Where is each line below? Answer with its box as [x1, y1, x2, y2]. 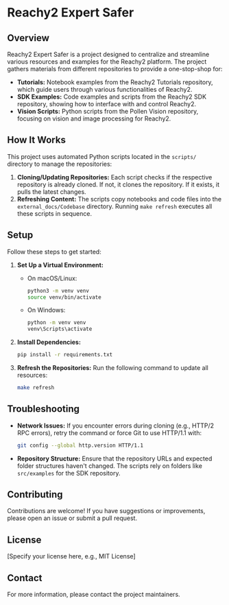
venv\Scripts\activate [27, 325, 93, 333]
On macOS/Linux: [27, 274, 77, 282]
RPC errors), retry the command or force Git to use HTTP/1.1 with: [16, 428, 202, 436]
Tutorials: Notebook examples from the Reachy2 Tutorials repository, [16, 78, 214, 86]
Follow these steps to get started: [7, 247, 101, 256]
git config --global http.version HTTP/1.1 [16, 442, 144, 449]
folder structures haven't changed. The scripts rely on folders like [16, 461, 202, 470]
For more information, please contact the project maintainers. [7, 591, 180, 598]
